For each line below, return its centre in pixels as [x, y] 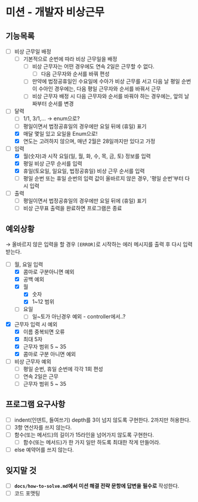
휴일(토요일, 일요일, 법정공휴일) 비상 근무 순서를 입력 [84, 171]
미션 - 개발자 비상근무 [55, 12]
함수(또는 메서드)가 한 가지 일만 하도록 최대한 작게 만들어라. [92, 442]
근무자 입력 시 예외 [36, 324]
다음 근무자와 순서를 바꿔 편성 [75, 74]
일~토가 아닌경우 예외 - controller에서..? [79, 317]
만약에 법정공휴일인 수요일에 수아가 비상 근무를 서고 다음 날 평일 [106, 82]
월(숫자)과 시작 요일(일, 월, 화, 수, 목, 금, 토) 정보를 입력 [87, 156]
